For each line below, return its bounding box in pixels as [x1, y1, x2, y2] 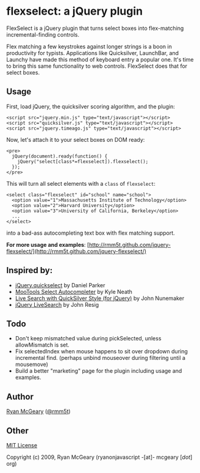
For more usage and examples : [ [6, 241, 90, 248]
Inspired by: [6, 265, 53, 276]
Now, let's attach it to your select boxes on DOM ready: [6, 136, 145, 143]
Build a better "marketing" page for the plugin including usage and [15, 367, 182, 375]
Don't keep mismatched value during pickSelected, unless [15, 335, 162, 342]
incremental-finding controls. [6, 31, 79, 38]
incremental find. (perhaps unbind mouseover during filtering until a [15, 354, 186, 362]
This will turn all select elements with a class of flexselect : [6, 180, 155, 187]
